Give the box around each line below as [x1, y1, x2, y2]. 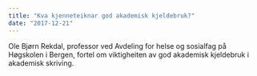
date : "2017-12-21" [8, 19, 74, 27]
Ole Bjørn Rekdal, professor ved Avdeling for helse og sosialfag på [8, 41, 227, 50]
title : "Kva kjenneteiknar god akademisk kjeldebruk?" [8, 11, 195, 20]
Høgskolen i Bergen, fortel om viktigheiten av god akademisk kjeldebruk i [8, 50, 250, 59]
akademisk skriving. [8, 58, 74, 68]
